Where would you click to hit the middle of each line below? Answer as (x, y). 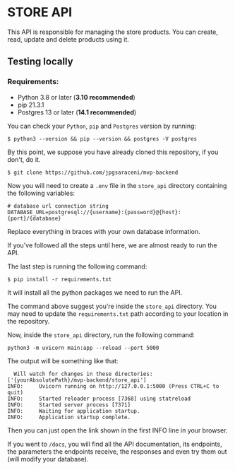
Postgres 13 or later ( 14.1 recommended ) (77, 112)
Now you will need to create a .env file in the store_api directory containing (117, 185)
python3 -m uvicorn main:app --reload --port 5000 (83, 348)
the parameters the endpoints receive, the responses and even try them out (117, 451)
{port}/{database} (34, 218)
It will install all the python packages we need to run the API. (95, 292)
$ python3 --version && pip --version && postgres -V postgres (102, 139)
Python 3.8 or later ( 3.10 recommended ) (76, 97)
